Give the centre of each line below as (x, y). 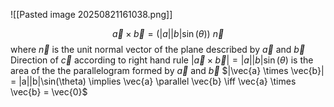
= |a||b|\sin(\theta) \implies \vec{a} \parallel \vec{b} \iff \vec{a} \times (153, 81)
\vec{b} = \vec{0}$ (49, 92)
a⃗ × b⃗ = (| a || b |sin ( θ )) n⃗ (168, 33)
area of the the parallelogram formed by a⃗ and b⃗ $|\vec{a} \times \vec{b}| (167, 70)
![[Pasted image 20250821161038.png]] (91, 14)
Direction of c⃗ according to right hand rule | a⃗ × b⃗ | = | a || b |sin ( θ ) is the (162, 60)
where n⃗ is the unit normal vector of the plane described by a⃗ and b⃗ (158, 49)
